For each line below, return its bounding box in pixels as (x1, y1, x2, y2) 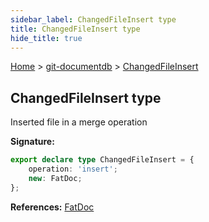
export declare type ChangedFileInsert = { (10, 155, 195, 165)
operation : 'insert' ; (28, 164, 118, 175)
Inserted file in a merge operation (10, 116, 148, 128)
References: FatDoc (10, 201, 95, 213)
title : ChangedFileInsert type (10, 24, 141, 34)
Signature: (10, 136, 55, 148)
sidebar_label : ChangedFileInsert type (10, 14, 177, 25)
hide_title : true (10, 33, 83, 43)
